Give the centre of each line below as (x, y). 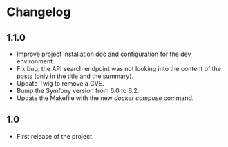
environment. (35, 61)
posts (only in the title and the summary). (75, 76)
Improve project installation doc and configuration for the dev (104, 54)
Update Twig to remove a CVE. (60, 83)
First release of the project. (55, 136)
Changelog (39, 12)
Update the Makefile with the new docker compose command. (105, 98)
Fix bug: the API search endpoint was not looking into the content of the (119, 69)
